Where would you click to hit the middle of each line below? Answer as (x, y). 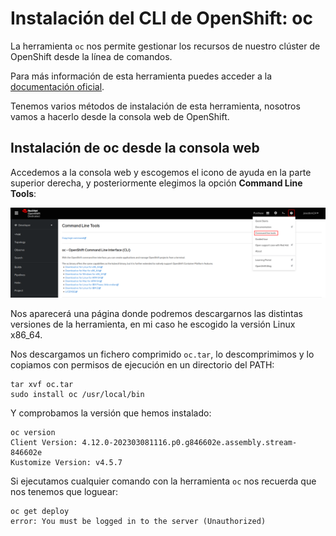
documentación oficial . (57, 86)
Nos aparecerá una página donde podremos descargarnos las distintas (156, 314)
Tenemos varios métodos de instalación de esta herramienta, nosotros (155, 106)
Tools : (23, 193)
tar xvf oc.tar (42, 385)
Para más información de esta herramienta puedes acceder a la (141, 76)
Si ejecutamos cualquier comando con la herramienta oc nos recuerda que (163, 481)
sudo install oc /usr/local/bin (77, 395)
